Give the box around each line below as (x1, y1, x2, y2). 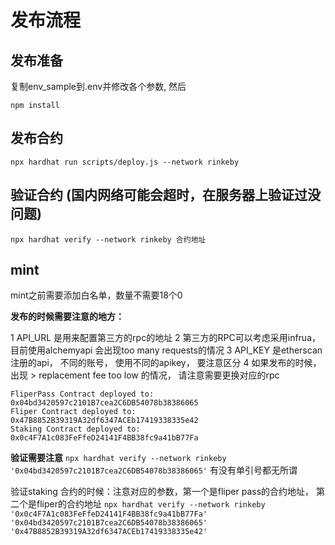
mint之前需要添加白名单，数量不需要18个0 (10, 289, 183, 301)
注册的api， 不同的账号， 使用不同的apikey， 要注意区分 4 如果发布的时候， (10, 357, 322, 369)
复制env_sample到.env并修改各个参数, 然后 (10, 81, 187, 92)
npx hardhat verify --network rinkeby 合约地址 (10, 234, 207, 245)
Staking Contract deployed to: (10, 424, 141, 435)
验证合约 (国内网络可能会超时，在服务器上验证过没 (10, 187, 321, 204)
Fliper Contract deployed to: (10, 407, 137, 417)
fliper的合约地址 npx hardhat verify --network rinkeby (36, 498, 266, 510)
